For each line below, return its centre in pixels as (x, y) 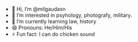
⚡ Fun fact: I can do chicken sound (53, 34)
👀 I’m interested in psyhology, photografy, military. (72, 15)
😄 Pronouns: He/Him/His (42, 27)
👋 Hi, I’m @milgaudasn (38, 9)
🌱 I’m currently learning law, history (54, 21)
